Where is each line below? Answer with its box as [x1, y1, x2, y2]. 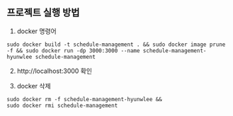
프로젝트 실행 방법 [6, 6, 80, 19]
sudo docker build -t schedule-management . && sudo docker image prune [6, 41, 226, 48]
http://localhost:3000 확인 [16, 66, 93, 75]
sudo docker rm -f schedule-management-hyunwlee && [6, 95, 162, 103]
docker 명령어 [16, 27, 57, 35]
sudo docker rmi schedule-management [6, 102, 118, 109]
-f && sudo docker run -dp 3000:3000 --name [6, 47, 140, 54]
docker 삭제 [16, 81, 51, 90]
